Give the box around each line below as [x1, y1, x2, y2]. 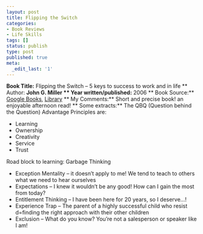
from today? [15, 189, 46, 197]
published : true [6, 54, 48, 60]
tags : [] [6, 37, 29, 43]
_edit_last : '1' [12, 65, 53, 72]
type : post [6, 49, 34, 55]
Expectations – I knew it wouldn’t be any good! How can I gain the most [15, 183, 194, 190]
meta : [6, 60, 20, 66]
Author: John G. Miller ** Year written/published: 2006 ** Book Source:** [6, 89, 194, 97]
